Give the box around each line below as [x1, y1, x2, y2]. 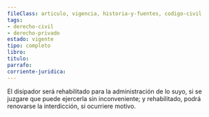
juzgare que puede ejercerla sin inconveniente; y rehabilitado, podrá [7, 94, 201, 102]
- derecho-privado [7, 29, 60, 37]
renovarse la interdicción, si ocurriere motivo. [7, 102, 137, 110]
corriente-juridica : [7, 68, 67, 75]
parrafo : [7, 62, 32, 69]
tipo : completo [7, 42, 51, 49]
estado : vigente [7, 36, 54, 43]
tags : [7, 17, 23, 24]
